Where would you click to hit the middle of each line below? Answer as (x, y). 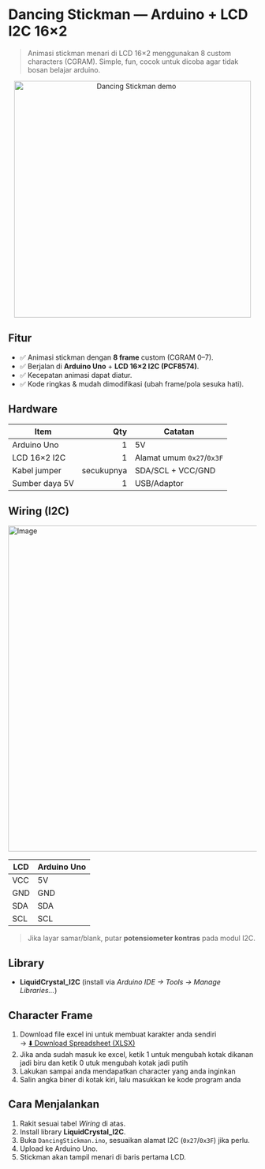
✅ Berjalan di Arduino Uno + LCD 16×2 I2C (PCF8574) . (109, 366)
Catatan (179, 431)
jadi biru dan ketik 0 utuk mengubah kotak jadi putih (104, 1063)
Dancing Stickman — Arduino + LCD (128, 15)
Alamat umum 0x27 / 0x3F (179, 458)
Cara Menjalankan (54, 1105)
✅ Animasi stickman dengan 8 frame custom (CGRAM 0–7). (117, 357)
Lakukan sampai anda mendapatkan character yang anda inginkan (128, 1071)
